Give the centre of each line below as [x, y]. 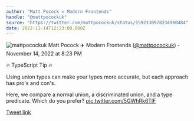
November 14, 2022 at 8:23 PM [44, 54]
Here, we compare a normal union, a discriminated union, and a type [89, 94]
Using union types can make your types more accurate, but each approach [97, 77]
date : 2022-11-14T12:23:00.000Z [46, 28]
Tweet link [19, 112]
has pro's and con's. [31, 83]
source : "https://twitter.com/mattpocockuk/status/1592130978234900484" [97, 22]
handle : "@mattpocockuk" [37, 17]
